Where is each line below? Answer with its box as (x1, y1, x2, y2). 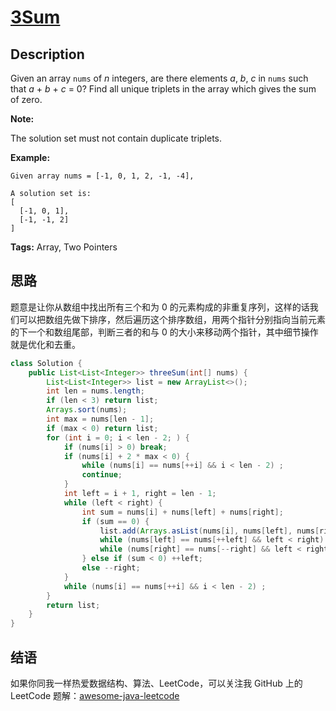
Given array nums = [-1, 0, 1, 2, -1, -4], (10, 171, 195, 181)
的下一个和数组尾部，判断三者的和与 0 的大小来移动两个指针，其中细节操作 (10, 326, 319, 338)
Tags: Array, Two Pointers (10, 241, 118, 253)
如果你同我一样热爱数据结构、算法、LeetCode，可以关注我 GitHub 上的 (10, 677, 303, 689)
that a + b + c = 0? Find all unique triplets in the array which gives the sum (10, 83, 317, 95)
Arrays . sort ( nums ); (46, 405, 128, 415)
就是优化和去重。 (10, 338, 81, 350)
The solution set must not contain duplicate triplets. (10, 132, 223, 144)
